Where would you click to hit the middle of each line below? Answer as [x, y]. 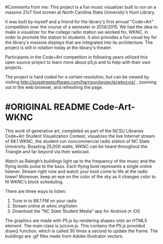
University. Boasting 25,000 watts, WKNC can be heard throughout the [76, 146]
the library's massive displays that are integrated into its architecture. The [79, 42]
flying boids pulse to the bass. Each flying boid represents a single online [79, 166]
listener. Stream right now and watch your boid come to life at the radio [76, 171]
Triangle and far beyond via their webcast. [48, 151]
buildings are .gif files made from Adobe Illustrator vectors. [64, 236]
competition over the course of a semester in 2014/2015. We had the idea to [81, 27]
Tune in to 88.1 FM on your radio [44, 201]
